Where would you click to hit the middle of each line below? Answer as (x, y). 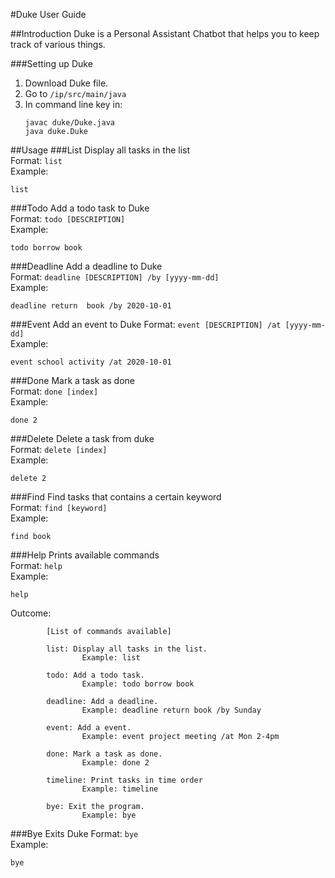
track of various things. (58, 44)
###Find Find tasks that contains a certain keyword (116, 497)
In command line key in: (73, 104)
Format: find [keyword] (59, 507)
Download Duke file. (66, 83)
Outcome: (31, 613)
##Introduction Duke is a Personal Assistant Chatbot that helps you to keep (165, 33)
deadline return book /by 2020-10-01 (91, 306)
